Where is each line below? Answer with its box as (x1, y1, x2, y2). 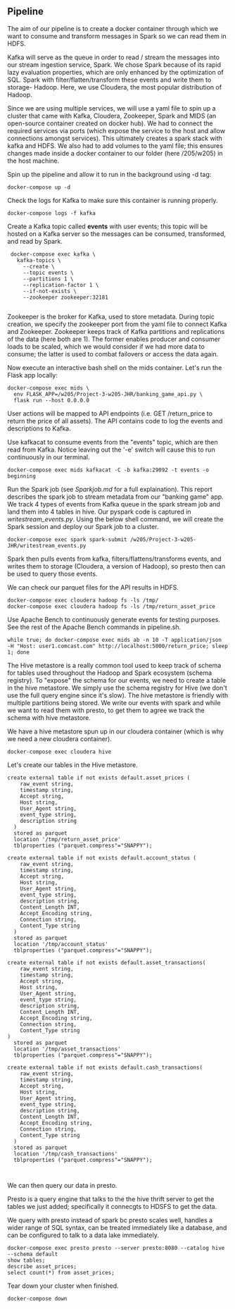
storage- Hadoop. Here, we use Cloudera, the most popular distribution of (7, 82, 222, 91)
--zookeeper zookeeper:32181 (23, 294, 109, 301)
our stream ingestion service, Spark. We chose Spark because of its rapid (7, 60, 222, 69)
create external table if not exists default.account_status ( (7, 854, 197, 862)
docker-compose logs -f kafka (7, 209, 96, 217)
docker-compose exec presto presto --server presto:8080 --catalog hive (7, 1244, 225, 1251)
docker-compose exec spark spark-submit (7, 535, 128, 543)
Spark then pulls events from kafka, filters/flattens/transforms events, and (7, 554, 222, 563)
